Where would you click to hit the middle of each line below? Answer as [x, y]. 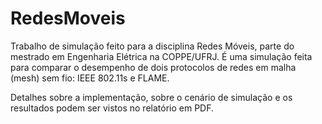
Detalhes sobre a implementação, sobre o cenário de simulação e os [151, 97]
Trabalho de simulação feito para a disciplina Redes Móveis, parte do [152, 46]
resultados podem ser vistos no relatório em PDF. [112, 108]
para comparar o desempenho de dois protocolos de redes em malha [153, 67]
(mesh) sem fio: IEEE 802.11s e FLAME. [90, 78]
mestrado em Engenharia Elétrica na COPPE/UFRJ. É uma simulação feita [161, 56]
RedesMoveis [68, 18]
